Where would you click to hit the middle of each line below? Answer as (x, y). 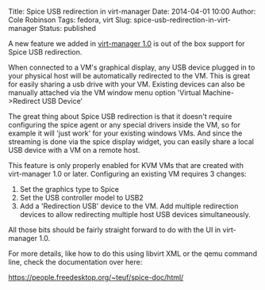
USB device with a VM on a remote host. (74, 150)
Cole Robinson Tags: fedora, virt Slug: (70, 20)
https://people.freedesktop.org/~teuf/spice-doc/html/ (96, 277)
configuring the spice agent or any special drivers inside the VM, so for (124, 125)
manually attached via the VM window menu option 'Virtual (104, 93)
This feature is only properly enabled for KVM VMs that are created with (126, 165)
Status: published (68, 28)
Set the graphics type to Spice (69, 189)
